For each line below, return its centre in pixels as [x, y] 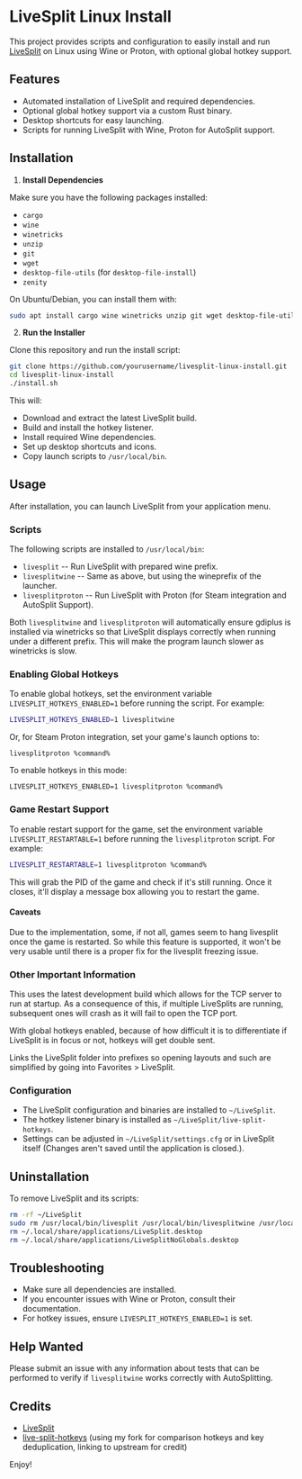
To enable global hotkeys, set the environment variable [111, 694]
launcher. [40, 586]
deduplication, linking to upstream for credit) [105, 1447]
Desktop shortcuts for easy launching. [93, 120]
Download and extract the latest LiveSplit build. [110, 418]
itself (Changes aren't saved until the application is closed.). [133, 1149]
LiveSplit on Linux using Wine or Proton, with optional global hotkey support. [151, 50]
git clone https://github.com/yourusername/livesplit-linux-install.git [148, 366]
